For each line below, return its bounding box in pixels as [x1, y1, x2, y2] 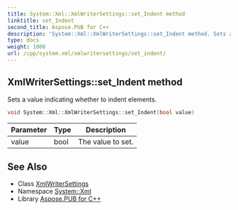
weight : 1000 [7, 43, 46, 50]
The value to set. [77, 136, 134, 146]
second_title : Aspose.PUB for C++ [7, 23, 110, 31]
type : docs [7, 37, 40, 44]
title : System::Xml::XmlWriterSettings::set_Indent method [7, 10, 186, 18]
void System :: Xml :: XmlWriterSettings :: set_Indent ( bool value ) [7, 109, 195, 116]
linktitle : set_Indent [7, 17, 74, 24]
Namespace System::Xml [17, 187, 92, 196]
